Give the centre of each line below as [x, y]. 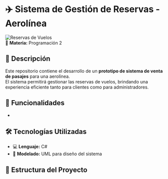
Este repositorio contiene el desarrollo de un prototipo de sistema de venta [84, 71]
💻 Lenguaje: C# [30, 147]
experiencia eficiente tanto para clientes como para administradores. [77, 87]
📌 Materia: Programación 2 [34, 42]
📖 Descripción [28, 59]
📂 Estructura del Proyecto [46, 170]
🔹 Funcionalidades [35, 103]
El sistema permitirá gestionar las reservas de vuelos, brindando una [77, 81]
